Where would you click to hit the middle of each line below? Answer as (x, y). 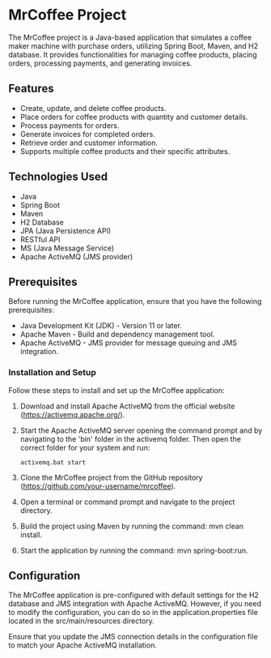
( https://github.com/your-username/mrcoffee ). (98, 486)
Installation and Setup (53, 373)
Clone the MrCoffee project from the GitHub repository (111, 477)
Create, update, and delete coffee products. (93, 108)
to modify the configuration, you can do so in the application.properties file (133, 613)
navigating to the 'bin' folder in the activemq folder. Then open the (130, 438)
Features (31, 89)
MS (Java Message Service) (67, 248)
